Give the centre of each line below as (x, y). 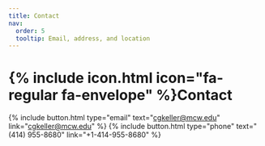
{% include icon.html (81, 78)
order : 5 (30, 31)
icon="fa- (190, 78)
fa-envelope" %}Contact (147, 96)
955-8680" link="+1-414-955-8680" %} (94, 135)
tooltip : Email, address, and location (83, 38)
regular (33, 96)
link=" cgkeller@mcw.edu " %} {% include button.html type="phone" (122, 127)
